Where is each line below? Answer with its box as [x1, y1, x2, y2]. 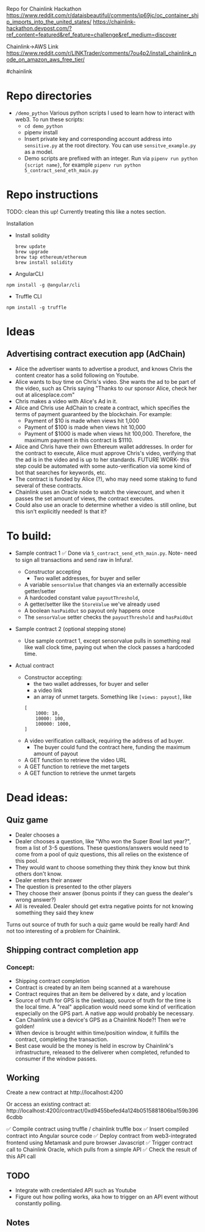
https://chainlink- [92, 18, 136, 25]
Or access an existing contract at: [6, 1101, 92, 1108]
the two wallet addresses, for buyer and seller [33, 680, 149, 687]
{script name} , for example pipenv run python [24, 161, 142, 168]
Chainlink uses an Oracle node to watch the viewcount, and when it [15, 488, 185, 495]
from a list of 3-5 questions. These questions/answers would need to [15, 844, 189, 851]
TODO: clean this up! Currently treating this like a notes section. [6, 207, 167, 215]
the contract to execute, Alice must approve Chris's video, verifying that [15, 449, 196, 456]
